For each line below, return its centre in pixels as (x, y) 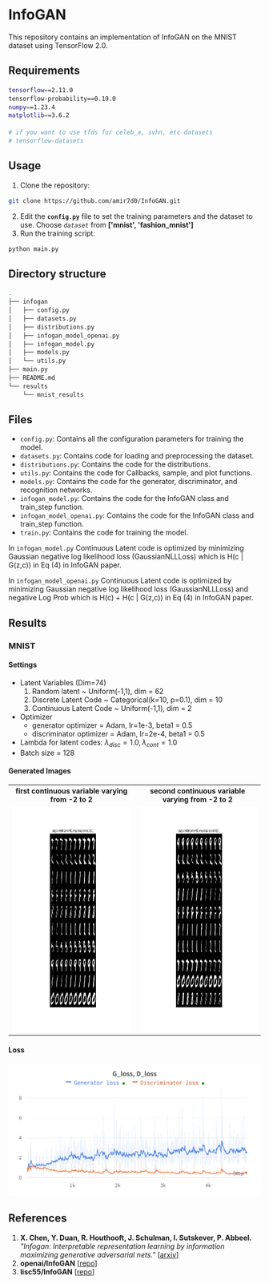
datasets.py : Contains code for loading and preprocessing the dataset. (137, 456)
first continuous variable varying (72, 791)
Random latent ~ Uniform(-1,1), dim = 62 (98, 691)
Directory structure (57, 274)
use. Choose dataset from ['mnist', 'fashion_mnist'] (106, 224)
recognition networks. (56, 490)
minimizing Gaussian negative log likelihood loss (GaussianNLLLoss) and (128, 589)
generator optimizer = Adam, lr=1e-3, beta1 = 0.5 (112, 725)
